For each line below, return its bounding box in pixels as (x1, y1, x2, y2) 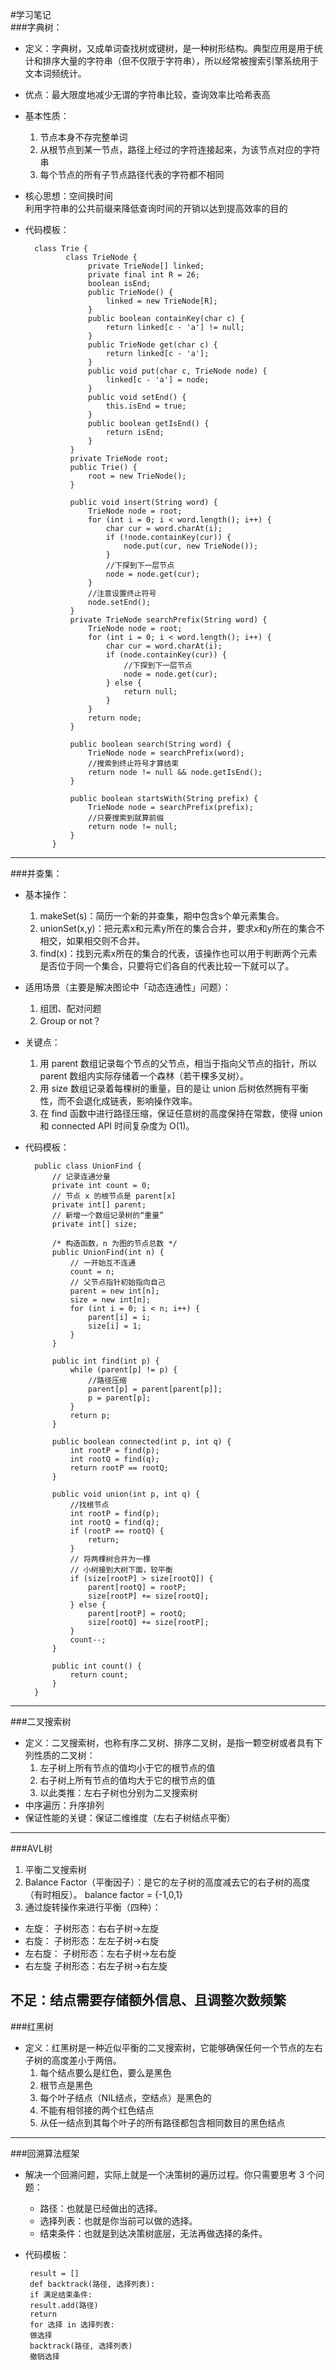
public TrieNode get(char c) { (88, 340, 218, 350)
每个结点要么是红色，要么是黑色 (39, 2066, 172, 2078)
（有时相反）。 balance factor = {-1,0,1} (24, 1889, 183, 1900)
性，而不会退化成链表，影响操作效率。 (39, 1095, 198, 1107)
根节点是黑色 (39, 2079, 93, 2091)
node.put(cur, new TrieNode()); (123, 541, 259, 551)
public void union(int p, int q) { (51, 1489, 200, 1499)
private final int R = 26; (88, 270, 201, 280)
